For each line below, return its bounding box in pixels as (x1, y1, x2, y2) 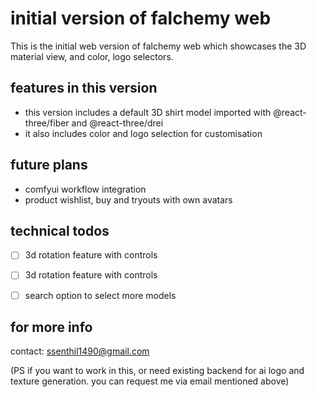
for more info (10, 318, 93, 336)
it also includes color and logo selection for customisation (24, 127, 263, 139)
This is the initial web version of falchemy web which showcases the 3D (10, 40, 307, 52)
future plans (10, 157, 88, 174)
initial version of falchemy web (10, 7, 272, 30)
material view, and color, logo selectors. (10, 50, 174, 62)
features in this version (10, 80, 158, 97)
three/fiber (24, 117, 70, 129)
